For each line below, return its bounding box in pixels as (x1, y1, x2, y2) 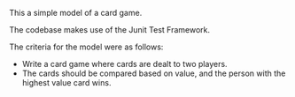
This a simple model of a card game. (9, 8, 143, 18)
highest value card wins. (21, 78, 112, 87)
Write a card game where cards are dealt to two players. (21, 59, 228, 69)
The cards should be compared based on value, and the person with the (21, 68, 286, 78)
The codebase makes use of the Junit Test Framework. (9, 25, 211, 34)
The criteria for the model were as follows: (9, 41, 164, 52)
